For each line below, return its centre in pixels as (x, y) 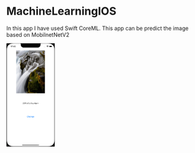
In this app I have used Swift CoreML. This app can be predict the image (97, 28)
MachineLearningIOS (61, 11)
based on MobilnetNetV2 (38, 34)
